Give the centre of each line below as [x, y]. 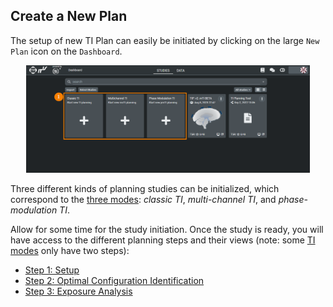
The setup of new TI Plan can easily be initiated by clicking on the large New [165, 40]
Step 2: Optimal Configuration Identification [114, 281]
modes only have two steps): [70, 251]
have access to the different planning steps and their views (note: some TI [163, 240]
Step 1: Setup [52, 270]
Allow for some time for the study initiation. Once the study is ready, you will [167, 230]
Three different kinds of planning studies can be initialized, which [145, 189]
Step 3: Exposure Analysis [78, 291]
